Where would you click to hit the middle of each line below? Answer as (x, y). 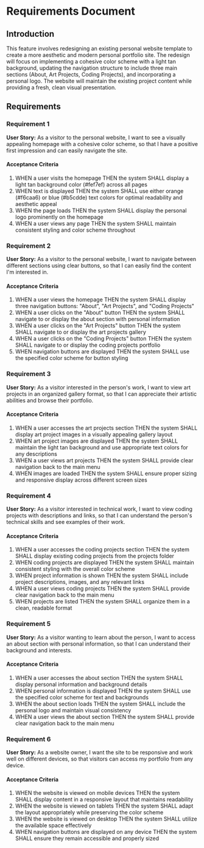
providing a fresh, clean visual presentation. (62, 87)
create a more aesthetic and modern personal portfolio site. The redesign (98, 55)
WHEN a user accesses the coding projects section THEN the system (102, 550)
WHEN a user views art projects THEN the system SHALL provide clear (104, 460)
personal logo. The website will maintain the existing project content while (99, 81)
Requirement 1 (28, 124)
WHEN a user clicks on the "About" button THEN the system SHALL (100, 312)
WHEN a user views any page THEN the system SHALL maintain (96, 223)
